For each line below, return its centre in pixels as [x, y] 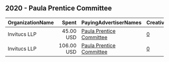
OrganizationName [31, 22]
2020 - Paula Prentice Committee [59, 8]
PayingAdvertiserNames [111, 22]
